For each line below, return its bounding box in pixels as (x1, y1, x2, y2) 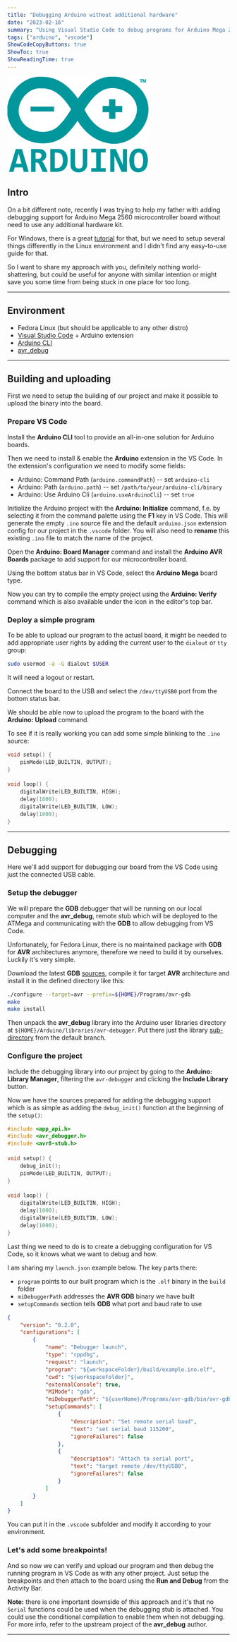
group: (7, 645, 27, 654)
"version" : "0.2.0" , (20, 1321, 80, 1329)
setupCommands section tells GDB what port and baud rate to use (17, 1299, 202, 1308)
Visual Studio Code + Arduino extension (17, 331, 134, 339)
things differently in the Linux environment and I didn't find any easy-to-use (7, 241, 227, 250)
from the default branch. (35, 1033, 107, 1042)
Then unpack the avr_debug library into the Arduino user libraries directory (7, 1018, 226, 1027)
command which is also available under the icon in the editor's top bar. (7, 597, 213, 606)
